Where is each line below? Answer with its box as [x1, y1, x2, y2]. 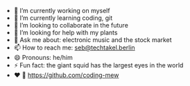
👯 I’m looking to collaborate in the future [13, 21, 128, 29]
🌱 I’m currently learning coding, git [13, 14, 113, 22]
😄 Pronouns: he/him [13, 54, 73, 61]
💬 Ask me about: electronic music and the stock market [13, 36, 172, 44]
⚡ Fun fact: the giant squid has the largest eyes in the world [13, 61, 184, 69]
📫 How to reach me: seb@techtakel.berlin [13, 43, 135, 52]
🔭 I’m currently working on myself [13, 7, 110, 14]
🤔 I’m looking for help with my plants [13, 28, 118, 36]
